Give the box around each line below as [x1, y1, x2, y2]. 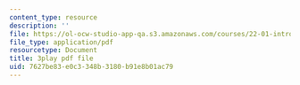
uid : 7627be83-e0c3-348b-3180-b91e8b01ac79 [9, 63, 174, 72]
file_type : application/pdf [9, 37, 114, 47]
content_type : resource [9, 12, 98, 22]
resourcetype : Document [9, 46, 98, 55]
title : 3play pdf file [9, 54, 94, 63]
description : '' [9, 21, 70, 30]
